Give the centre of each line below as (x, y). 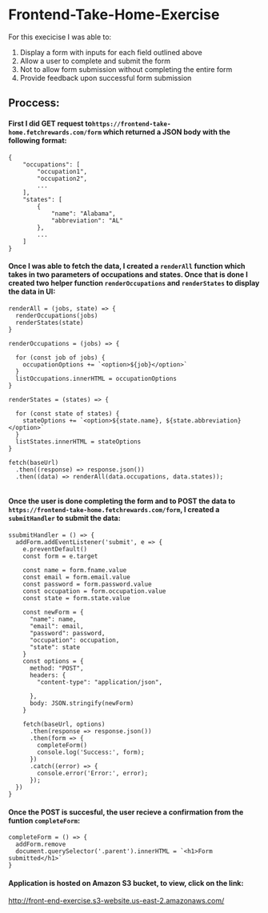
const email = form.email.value (76, 577)
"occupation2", (62, 178)
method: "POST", (56, 668)
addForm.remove (41, 845)
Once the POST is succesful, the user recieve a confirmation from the (126, 812)
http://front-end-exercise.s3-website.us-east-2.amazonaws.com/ (116, 901)
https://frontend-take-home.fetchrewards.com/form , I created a (114, 510)
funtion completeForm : (44, 820)
